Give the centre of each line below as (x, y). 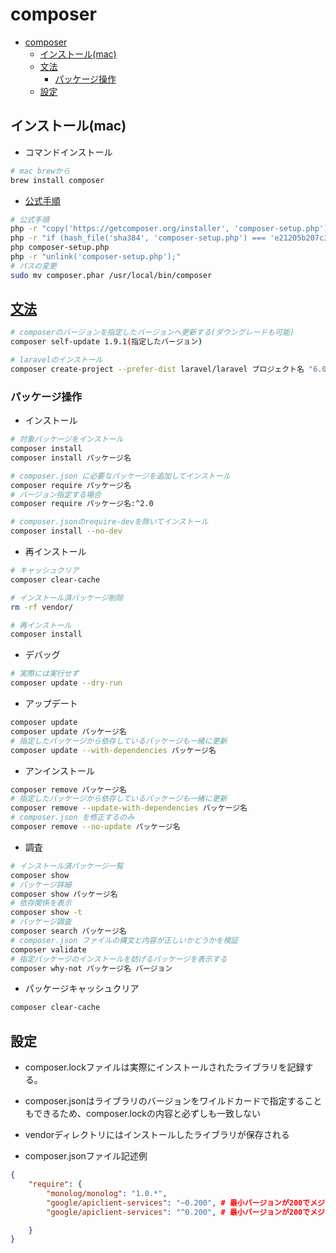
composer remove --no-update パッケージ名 (95, 827)
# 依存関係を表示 (41, 903)
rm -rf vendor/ (42, 607)
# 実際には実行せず (45, 674)
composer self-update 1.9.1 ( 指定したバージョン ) (106, 342)
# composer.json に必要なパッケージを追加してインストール (120, 476)
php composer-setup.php (60, 248)
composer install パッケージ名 (71, 458)
